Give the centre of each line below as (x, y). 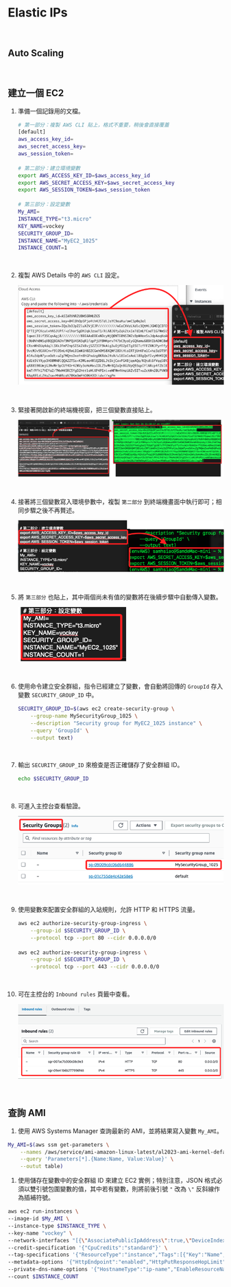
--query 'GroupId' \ (60, 730)
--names (31, 1152)
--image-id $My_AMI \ (39, 1219)
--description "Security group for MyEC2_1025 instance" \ (117, 723)
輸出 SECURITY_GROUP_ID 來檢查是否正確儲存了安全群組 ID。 (100, 765)
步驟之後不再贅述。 (51, 510)
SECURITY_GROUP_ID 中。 (64, 695)
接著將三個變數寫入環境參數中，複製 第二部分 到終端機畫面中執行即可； (117, 502)
